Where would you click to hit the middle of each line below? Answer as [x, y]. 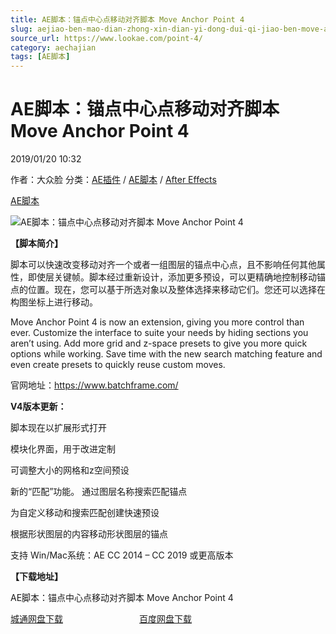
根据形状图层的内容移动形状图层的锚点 [89, 534]
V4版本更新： [38, 407]
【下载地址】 [36, 577]
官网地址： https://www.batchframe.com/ [94, 385]
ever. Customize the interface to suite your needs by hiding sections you [159, 333]
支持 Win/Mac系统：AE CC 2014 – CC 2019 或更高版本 [122, 555]
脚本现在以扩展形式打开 [58, 428]
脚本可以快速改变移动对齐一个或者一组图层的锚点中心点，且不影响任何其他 [163, 265]
